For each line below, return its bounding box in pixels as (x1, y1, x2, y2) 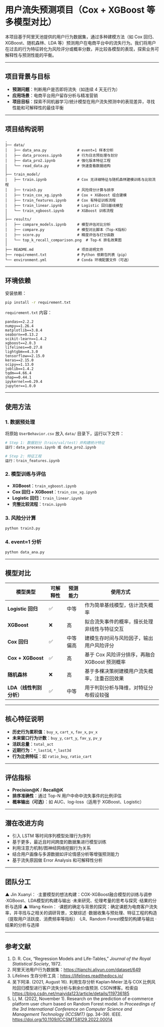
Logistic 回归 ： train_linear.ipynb (12, 495, 82, 501)
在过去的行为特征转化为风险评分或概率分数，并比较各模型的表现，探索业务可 (5, 46, 159, 52)
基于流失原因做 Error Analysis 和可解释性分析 (12, 857, 103, 863)
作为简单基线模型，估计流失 (84, 602, 149, 608)
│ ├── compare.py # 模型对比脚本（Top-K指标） (5, 227, 129, 232)
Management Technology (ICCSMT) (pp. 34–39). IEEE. (12, 1011, 122, 1017)
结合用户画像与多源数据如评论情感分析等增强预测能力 (12, 851, 120, 857)
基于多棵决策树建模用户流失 (84, 668, 149, 674)
